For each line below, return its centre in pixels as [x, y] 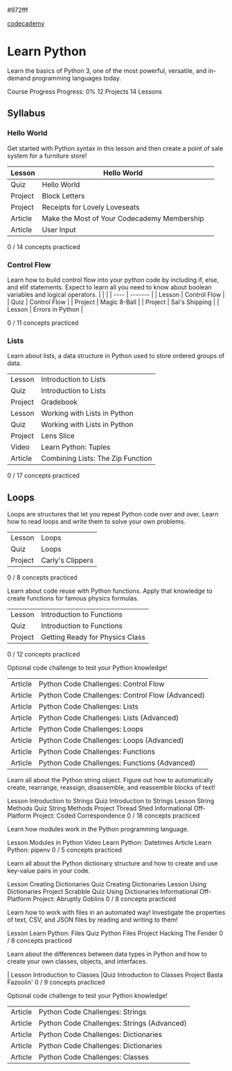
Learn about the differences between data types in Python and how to [107, 954]
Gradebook [60, 402]
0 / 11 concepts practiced [43, 323]
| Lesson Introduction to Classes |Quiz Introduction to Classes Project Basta [115, 975]
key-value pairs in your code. [49, 871]
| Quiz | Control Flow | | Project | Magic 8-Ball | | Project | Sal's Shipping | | [113, 302]
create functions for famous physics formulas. [73, 598]
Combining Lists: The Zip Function [97, 459]
